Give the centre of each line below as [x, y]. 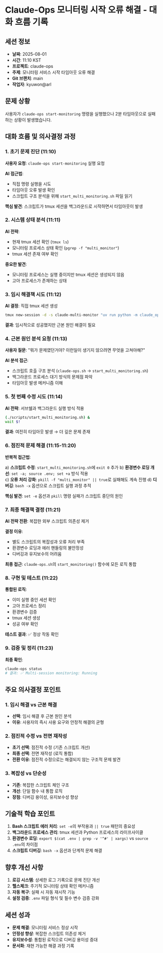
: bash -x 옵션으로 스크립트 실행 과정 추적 [52, 485]
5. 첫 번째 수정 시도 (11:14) [34, 397]
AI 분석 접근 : [17, 361]
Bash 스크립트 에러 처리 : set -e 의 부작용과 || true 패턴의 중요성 [74, 826]
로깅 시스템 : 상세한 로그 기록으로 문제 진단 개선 [56, 880]
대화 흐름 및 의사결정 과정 [41, 137]
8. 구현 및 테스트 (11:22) [32, 578]
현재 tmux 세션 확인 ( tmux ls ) [40, 242]
